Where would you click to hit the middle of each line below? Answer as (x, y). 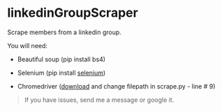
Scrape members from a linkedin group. (65, 32)
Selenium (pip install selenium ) (61, 73)
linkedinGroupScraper (73, 13)
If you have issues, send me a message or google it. (99, 100)
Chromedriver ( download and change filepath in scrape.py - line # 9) (116, 86)
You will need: (27, 45)
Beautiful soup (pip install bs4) (61, 59)
